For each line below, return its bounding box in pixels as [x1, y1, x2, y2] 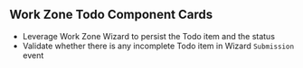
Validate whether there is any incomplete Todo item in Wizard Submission [22, 40, 295, 51]
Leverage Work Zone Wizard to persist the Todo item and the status [22, 30, 276, 41]
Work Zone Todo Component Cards [9, 7, 213, 22]
